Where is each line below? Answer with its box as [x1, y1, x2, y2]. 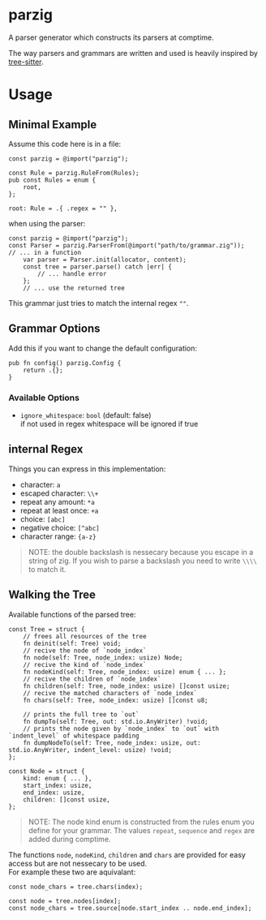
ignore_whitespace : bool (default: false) [19, 411, 152, 420]
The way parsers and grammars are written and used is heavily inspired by [8, 48, 258, 58]
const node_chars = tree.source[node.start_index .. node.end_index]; [8, 904, 252, 912]
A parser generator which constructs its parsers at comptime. [8, 32, 215, 42]
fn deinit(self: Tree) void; [23, 639, 122, 647]
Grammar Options [8, 322, 101, 336]
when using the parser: [8, 218, 86, 228]
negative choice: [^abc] [19, 522, 100, 532]
